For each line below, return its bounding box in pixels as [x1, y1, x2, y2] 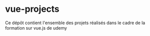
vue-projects [5, 3, 60, 15]
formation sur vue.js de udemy [5, 25, 67, 31]
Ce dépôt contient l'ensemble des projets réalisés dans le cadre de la [5, 20, 146, 26]
